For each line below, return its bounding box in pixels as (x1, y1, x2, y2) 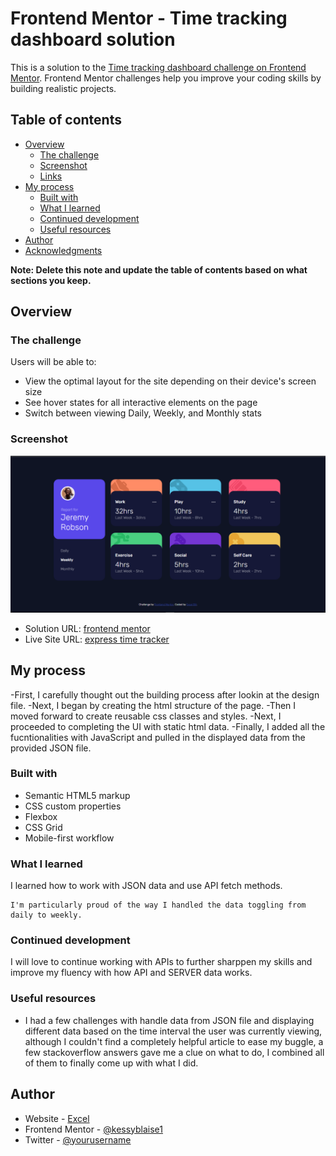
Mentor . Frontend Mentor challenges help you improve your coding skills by (10, 72, 322, 84)
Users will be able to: (10, 356, 97, 368)
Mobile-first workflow (24, 832, 115, 844)
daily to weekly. (10, 910, 83, 921)
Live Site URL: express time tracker (24, 633, 170, 645)
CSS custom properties (24, 800, 122, 812)
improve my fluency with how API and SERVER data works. (10, 967, 253, 979)
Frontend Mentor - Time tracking (10, 7, 288, 30)
